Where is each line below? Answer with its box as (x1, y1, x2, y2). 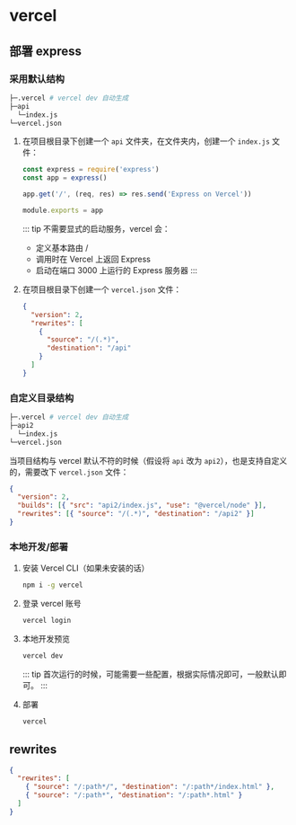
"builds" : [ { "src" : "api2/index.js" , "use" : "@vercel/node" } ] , (17, 501, 267, 510)
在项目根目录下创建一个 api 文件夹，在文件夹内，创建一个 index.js (22, 136, 271, 146)
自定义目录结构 (9, 392, 74, 404)
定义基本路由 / (35, 242, 89, 253)
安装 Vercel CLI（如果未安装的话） (22, 563, 150, 573)
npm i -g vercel (22, 581, 83, 590)
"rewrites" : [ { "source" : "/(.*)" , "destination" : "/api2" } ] (17, 510, 255, 519)
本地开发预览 (22, 633, 70, 643)
